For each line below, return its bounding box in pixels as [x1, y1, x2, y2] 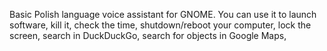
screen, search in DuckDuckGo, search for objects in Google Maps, [9, 30, 287, 41]
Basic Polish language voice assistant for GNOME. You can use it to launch [9, 9, 317, 20]
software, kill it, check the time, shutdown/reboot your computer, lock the [9, 19, 312, 31]
